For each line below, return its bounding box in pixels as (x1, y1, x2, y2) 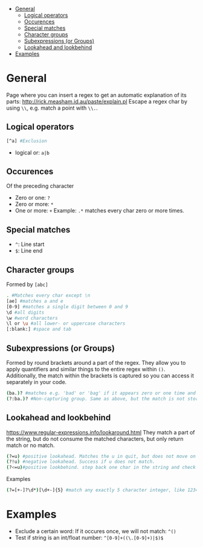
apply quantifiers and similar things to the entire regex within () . (6, 366, 166, 373)
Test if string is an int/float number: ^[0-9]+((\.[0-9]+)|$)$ (14, 534, 164, 541)
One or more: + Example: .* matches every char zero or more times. (14, 207, 184, 214)
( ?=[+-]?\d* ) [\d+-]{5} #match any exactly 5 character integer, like (6, 487, 185, 493)
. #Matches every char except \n (6, 293, 91, 299)
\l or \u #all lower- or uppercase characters (6, 320, 126, 327)
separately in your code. (6, 379, 67, 385)
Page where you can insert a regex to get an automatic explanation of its (6, 91, 187, 99)
